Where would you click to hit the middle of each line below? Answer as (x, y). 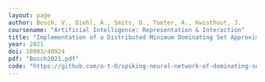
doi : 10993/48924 (37, 52)
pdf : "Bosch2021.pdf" (44, 59)
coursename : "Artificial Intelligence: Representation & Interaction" (127, 30)
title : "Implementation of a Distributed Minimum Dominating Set (118, 37)
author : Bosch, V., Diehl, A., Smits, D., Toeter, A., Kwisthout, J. (125, 23)
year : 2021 (26, 45)
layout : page (30, 15)
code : (17, 66)
